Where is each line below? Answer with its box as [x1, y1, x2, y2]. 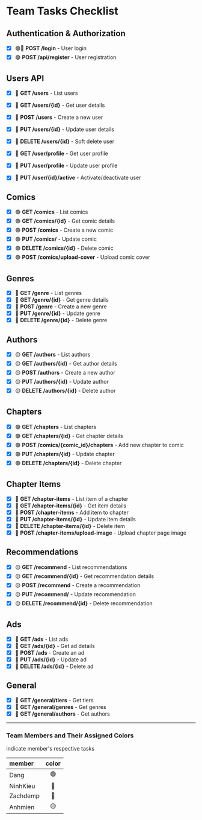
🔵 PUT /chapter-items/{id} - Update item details [14, 515, 136, 523]
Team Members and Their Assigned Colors [6, 731, 134, 740]
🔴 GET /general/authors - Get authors [14, 710, 110, 717]
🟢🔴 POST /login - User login [14, 45, 87, 52]
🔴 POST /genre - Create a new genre [14, 303, 107, 310]
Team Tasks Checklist [6, 4, 118, 18]
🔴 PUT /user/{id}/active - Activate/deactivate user [14, 174, 141, 182]
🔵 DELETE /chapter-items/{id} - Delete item [14, 522, 125, 529]
